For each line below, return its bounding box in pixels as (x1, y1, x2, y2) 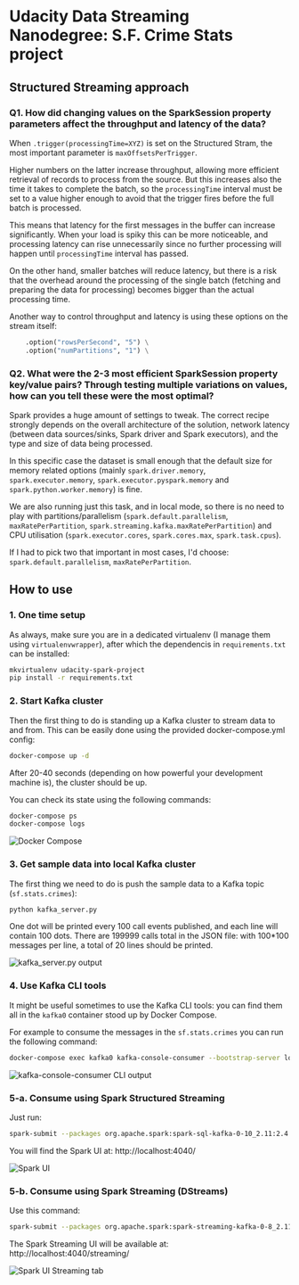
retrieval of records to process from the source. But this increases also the (9, 174, 282, 185)
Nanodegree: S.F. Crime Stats (9, 25, 233, 45)
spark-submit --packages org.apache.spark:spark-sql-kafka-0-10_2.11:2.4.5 (9, 1129, 296, 1138)
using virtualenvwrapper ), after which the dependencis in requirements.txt (9, 638, 287, 649)
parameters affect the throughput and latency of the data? (9, 118, 267, 130)
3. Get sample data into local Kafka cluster (9, 858, 196, 870)
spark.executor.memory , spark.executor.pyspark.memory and (9, 474, 230, 485)
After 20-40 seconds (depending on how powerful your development (9, 767, 263, 778)
